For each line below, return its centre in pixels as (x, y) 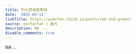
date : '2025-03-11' (26, 14)
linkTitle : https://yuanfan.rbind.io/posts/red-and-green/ (68, 19)
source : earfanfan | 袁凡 (31, 24)
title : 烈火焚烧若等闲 (26, 10)
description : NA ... (27, 28)
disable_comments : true (30, 33)
